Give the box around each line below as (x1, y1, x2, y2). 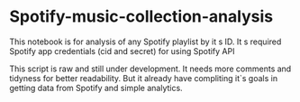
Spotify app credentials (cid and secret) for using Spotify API (9, 45, 235, 56)
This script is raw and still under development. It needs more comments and (9, 63, 292, 74)
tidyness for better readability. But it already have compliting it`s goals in (9, 72, 277, 83)
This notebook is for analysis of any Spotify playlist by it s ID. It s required (9, 36, 282, 47)
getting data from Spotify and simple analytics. (9, 82, 183, 93)
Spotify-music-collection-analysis (9, 6, 273, 27)
